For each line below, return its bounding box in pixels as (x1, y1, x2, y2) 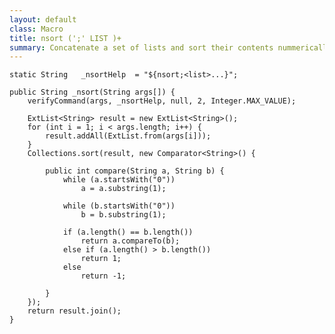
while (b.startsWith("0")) (62, 201, 176, 211)
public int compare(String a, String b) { (45, 166, 225, 176)
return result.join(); (27, 306, 122, 316)
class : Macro (9, 24, 64, 34)
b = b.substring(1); (80, 210, 167, 220)
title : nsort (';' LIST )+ (9, 33, 122, 43)
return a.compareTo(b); (80, 236, 181, 246)
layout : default (9, 14, 77, 25)
